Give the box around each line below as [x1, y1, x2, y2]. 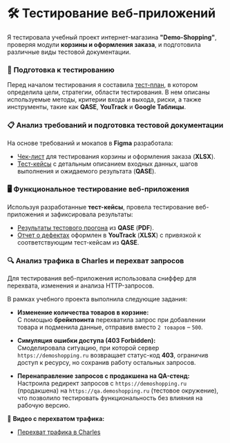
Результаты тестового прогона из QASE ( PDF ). [17, 223, 154, 232]
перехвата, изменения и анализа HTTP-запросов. [7, 281, 155, 290]
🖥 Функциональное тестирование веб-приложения [7, 185, 190, 194]
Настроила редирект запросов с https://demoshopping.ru [17, 379, 187, 388]
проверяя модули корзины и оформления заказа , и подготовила [7, 40, 202, 48]
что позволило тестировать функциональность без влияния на [17, 394, 203, 402]
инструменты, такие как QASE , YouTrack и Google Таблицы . [7, 103, 186, 111]
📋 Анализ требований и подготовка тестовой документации [7, 120, 224, 130]
